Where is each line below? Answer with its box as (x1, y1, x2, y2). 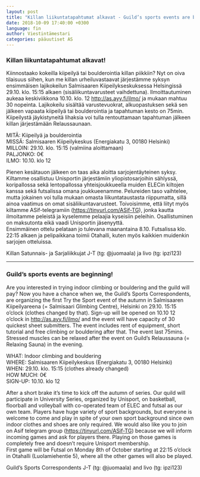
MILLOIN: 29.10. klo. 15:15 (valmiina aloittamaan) (6, 144, 124, 152)
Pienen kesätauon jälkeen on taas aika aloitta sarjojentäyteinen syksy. (6, 169, 177, 176)
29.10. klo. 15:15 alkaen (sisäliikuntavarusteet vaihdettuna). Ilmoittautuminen (6, 89, 192, 96)
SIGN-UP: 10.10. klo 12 (6, 378, 61, 385)
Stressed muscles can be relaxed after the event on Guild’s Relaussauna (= (6, 334, 190, 341)
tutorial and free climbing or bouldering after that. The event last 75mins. (6, 328, 185, 335)
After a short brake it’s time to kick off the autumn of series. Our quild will (6, 389, 186, 396)
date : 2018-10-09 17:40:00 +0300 (6, 20, 89, 26)
